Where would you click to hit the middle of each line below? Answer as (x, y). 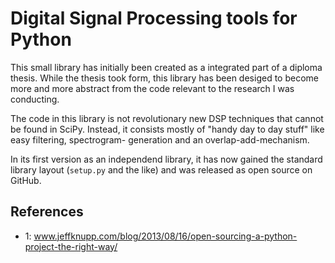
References (47, 212)
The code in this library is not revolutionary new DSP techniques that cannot (167, 118)
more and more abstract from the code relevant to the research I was (152, 88)
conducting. (35, 99)
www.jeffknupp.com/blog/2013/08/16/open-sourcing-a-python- (165, 236)
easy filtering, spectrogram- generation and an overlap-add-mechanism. (160, 139)
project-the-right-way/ (71, 246)
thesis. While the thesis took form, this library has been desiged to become (164, 78)
